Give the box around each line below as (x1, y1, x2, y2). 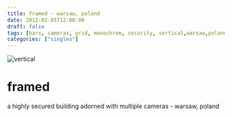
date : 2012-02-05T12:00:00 (7, 17, 85, 24)
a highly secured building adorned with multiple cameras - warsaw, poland (7, 102, 220, 111)
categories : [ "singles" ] (7, 36, 79, 43)
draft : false (7, 23, 45, 30)
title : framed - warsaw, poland (7, 10, 100, 17)
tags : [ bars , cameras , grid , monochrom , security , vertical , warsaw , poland (7, 29, 227, 37)
